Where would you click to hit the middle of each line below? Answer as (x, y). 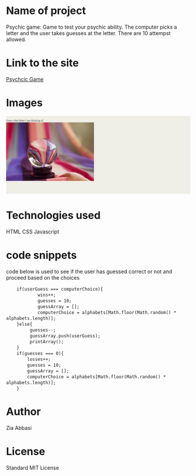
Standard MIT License (33, 468)
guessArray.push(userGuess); (65, 336)
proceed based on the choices (43, 277)
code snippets (42, 255)
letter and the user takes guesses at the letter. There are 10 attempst (88, 33)
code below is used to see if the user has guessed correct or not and (89, 271)
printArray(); (47, 342)
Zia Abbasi (19, 427)
